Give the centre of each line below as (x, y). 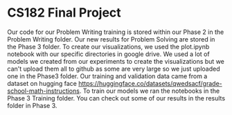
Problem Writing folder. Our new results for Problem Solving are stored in (111, 39)
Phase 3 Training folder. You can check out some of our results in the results (116, 98)
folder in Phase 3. (32, 105)
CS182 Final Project (64, 13)
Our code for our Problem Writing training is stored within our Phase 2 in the (116, 32)
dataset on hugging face (42, 83)
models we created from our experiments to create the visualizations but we (116, 61)
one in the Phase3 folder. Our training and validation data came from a (107, 76)
